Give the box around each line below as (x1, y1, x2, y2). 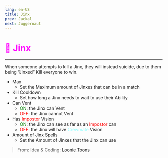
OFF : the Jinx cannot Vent (19, 111, 74, 117)
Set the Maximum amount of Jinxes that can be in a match (19, 84, 140, 90)
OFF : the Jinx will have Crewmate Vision (19, 127, 103, 133)
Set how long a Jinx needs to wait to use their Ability (19, 95, 128, 101)
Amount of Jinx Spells (12, 132, 58, 138)
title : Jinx (5, 12, 30, 17)
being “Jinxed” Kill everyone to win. (5, 69, 78, 75)
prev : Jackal (5, 16, 32, 21)
